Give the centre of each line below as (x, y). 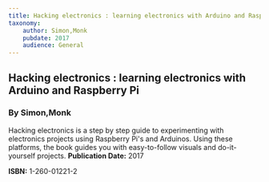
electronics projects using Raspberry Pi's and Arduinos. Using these (121, 138)
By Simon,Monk (40, 113)
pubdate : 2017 (46, 38)
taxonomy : (25, 23)
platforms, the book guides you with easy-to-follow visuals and (112, 147)
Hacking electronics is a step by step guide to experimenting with (116, 130)
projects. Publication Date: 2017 (90, 156)
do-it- (227, 147)
